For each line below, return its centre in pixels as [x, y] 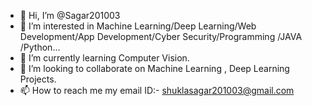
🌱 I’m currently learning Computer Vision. [104, 58]
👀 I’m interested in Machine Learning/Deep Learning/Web [138, 26]
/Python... [40, 47]
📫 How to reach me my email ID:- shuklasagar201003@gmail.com [157, 90]
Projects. [38, 79]
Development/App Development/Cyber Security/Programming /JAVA [161, 36]
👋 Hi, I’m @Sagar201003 [70, 15]
